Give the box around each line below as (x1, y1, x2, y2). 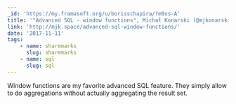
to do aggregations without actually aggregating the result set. (7, 89, 188, 97)
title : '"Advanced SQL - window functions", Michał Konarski (7, 17, 190, 24)
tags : (7, 36, 23, 43)
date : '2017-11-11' (7, 29, 65, 37)
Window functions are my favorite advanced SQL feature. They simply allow (7, 81, 227, 89)
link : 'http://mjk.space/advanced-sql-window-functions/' (7, 23, 181, 30)
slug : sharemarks (25, 50, 77, 57)
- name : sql (20, 56, 55, 63)
